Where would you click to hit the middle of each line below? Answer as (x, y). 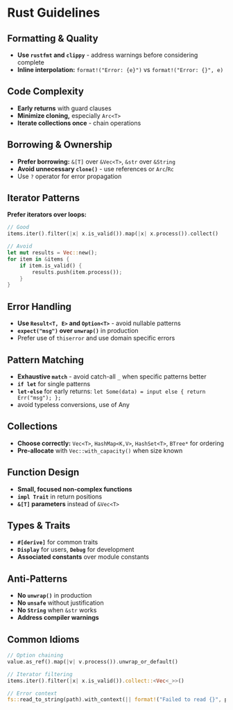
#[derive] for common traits (58, 542)
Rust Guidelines (54, 13)
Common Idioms (43, 639)
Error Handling (39, 306)
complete (31, 62)
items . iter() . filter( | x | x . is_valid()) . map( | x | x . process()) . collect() (113, 234)
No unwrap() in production (54, 596)
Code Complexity (46, 92)
